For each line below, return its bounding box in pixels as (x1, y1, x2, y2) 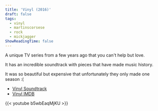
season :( (5, 76, 24, 82)
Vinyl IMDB (12, 91, 35, 96)
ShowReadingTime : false (5, 39, 54, 44)
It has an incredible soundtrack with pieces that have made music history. (5, 61, 154, 67)
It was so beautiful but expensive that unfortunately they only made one (5, 71, 150, 77)
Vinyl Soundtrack (12, 86, 47, 92)
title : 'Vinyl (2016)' (5, 7, 51, 12)
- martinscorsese (9, 25, 45, 30)
